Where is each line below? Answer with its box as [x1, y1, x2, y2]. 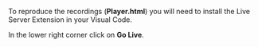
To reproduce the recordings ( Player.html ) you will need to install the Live [8, 7, 251, 16]
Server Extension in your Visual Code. [8, 15, 133, 24]
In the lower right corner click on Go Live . [8, 31, 145, 39]
